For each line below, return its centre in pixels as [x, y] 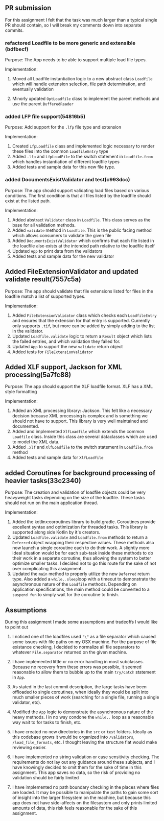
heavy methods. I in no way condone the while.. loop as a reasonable [83, 717]
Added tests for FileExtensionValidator [52, 352]
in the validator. [28, 331]
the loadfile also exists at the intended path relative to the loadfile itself [83, 246]
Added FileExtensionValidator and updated [72, 272]
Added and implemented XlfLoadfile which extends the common [78, 432]
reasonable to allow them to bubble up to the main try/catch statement [84, 672]
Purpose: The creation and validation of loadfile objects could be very [75, 492]
